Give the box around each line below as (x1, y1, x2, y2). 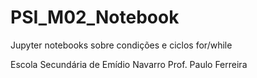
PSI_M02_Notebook (10, 6, 180, 29)
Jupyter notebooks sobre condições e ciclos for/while (10, 39, 233, 51)
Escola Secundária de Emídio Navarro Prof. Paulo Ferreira (10, 58, 248, 70)
